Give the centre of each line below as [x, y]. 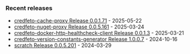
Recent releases [29, 8]
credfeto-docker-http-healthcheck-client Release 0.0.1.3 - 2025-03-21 [99, 33]
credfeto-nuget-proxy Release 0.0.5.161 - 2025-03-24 [79, 27]
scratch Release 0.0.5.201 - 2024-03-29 [63, 45]
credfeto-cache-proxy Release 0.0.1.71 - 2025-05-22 [78, 21]
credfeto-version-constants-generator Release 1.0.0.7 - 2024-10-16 [96, 39]
